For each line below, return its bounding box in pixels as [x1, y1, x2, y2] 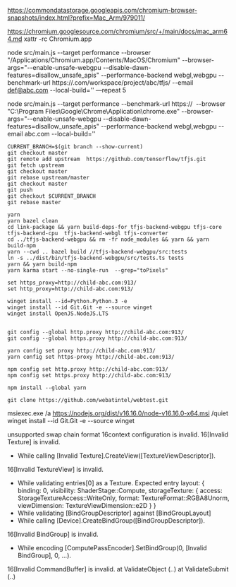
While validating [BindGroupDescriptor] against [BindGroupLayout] [17, 509, 211, 517]
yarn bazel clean [7, 218, 58, 225]
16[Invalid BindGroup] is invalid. [7, 530, 99, 538]
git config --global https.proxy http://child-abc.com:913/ [7, 335, 188, 342]
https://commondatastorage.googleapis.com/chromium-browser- [7, 6, 198, 14]
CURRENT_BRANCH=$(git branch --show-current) [7, 143, 143, 150]
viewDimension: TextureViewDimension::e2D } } [17, 502, 156, 509]
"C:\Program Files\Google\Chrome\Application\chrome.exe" [7, 107, 180, 115]
